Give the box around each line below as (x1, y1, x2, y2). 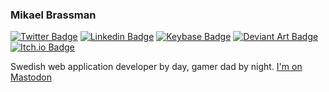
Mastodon (10, 71, 52, 83)
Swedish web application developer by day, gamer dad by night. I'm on (10, 61, 303, 73)
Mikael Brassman (10, 8, 97, 22)
